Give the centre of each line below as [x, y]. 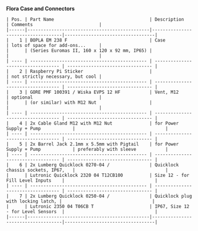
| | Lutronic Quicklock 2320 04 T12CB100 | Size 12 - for [98, 175]
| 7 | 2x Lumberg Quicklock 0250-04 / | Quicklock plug [99, 196]
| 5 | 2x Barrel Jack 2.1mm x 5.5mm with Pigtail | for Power [92, 144]
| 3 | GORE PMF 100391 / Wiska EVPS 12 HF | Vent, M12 [92, 92]
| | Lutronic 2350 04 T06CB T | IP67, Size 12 [98, 207]
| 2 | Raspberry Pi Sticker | [79, 71]
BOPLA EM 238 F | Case [98, 40]
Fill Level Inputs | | [82, 181]
